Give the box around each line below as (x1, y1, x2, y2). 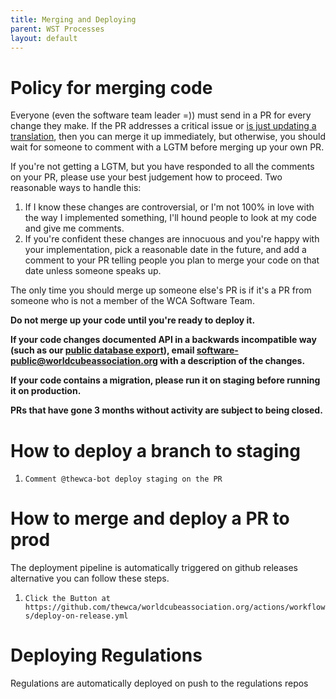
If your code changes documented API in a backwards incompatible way (10, 334, 317, 346)
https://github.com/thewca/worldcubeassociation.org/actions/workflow (24, 602, 326, 613)
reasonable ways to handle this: (10, 182, 142, 194)
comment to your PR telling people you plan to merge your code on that (24, 254, 320, 266)
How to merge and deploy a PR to (10, 507, 290, 530)
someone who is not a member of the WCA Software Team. (10, 295, 255, 307)
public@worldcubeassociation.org (10, 355, 158, 367)
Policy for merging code (10, 76, 213, 99)
